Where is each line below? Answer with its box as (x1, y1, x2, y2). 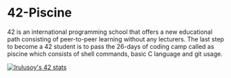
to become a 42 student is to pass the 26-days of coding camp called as (7, 42, 214, 50)
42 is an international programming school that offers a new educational (7, 28, 213, 36)
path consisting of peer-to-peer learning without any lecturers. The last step (7, 35, 225, 43)
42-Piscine (7, 5, 73, 21)
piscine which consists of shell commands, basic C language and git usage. (7, 50, 223, 58)
